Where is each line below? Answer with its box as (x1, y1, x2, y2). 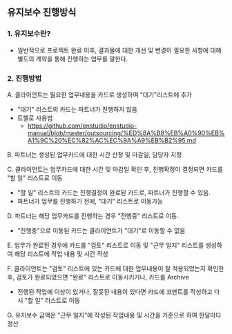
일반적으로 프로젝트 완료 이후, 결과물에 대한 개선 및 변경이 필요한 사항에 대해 (17, 46, 222, 54)
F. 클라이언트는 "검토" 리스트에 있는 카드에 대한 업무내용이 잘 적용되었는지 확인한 (7, 264, 224, 273)
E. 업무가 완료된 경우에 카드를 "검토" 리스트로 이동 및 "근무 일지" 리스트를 (7, 241, 204, 249)
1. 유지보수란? (7, 29, 51, 39)
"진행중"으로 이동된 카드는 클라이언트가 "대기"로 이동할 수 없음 (17, 226, 186, 235)
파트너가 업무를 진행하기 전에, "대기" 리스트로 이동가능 (17, 197, 164, 205)
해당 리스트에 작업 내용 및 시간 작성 (14, 249, 108, 257)
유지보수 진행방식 (7, 6, 77, 19)
